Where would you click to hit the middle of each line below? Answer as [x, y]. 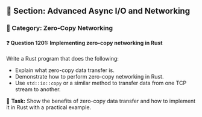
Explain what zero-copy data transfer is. [65, 70]
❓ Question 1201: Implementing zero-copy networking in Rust [84, 43]
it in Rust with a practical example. [49, 107]
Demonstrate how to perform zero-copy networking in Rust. [89, 76]
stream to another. [38, 89]
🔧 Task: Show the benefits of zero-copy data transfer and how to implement [101, 101]
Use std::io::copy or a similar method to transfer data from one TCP [101, 83]
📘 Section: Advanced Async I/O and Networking [98, 11]
